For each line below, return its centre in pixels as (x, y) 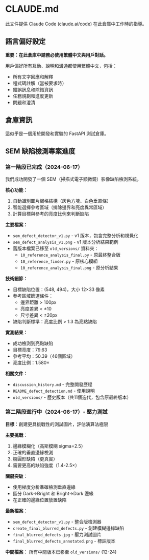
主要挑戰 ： (17, 435)
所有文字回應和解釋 (33, 76)
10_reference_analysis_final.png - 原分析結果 (69, 268)
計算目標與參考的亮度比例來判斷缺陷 (51, 214)
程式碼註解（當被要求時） (40, 83)
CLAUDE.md (32, 9)
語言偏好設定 (26, 42)
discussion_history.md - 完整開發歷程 (53, 384)
